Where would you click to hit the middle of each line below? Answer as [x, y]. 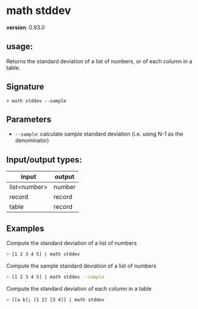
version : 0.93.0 [26, 27]
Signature [25, 87]
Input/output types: [44, 160]
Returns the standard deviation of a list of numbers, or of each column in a [99, 61]
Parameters [29, 119]
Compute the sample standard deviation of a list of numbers [81, 266]
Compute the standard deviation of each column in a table [79, 288]
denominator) [32, 141]
